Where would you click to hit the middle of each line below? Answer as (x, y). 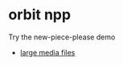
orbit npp (39, 15)
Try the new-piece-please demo (62, 37)
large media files (47, 52)
